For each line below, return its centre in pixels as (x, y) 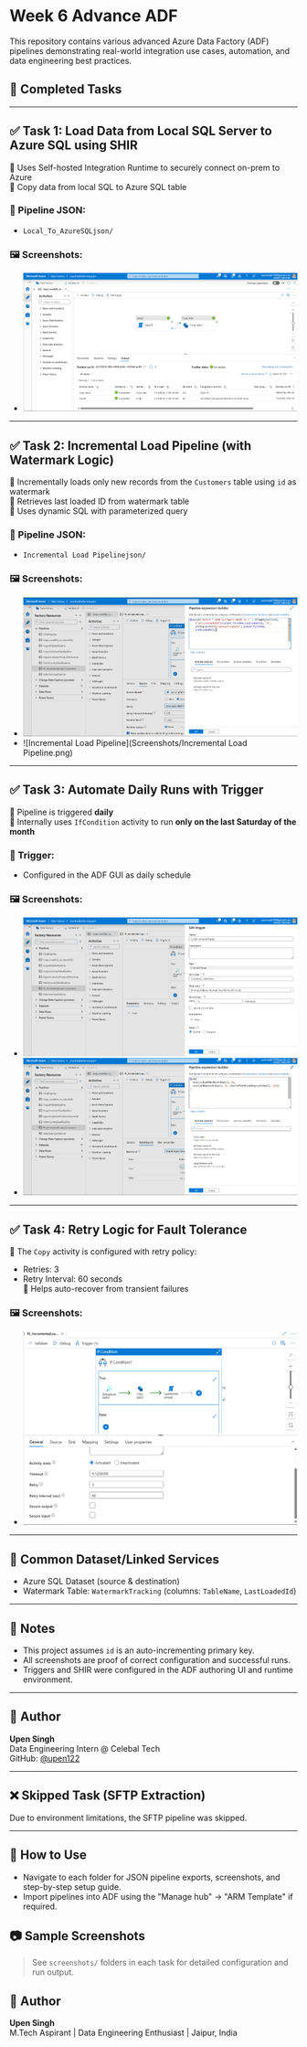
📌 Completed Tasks (66, 89)
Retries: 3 (41, 1269)
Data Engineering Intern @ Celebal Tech (85, 1748)
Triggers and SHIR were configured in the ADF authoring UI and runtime (158, 1670)
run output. (53, 1972)
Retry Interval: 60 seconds (73, 1279)
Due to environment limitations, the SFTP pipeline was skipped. (128, 1818)
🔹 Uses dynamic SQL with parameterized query (99, 511)
